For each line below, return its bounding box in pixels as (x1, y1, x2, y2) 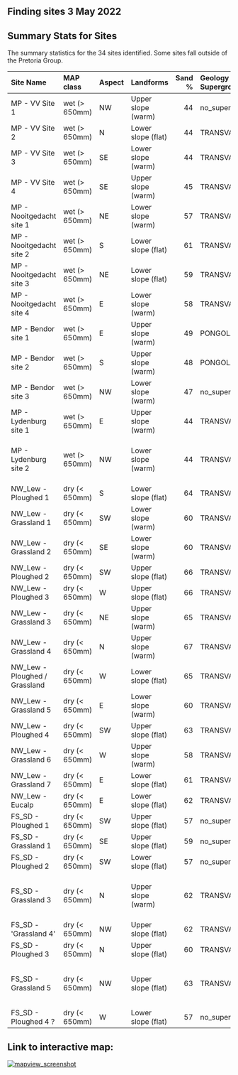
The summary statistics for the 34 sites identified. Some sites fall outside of (7, 49, 228, 58)
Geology (200, 73, 229, 83)
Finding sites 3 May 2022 (7, 6, 122, 18)
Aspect (98, 77, 124, 87)
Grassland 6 (11, 755, 52, 765)
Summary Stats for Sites (7, 30, 118, 42)
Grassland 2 (11, 547, 52, 557)
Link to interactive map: (7, 1041, 114, 1053)
